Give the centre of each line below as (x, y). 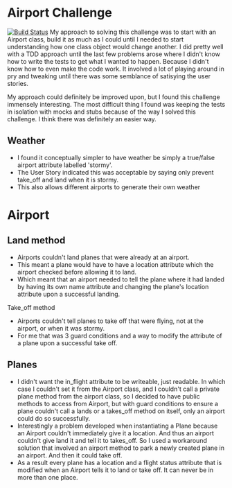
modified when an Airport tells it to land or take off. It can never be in (115, 470)
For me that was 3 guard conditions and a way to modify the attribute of (120, 335)
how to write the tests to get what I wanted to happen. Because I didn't (108, 61)
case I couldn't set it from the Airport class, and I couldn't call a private (118, 389)
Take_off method (31, 307)
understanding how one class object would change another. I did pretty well (115, 46)
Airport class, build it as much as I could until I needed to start (96, 39)
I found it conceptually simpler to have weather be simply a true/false (116, 157)
